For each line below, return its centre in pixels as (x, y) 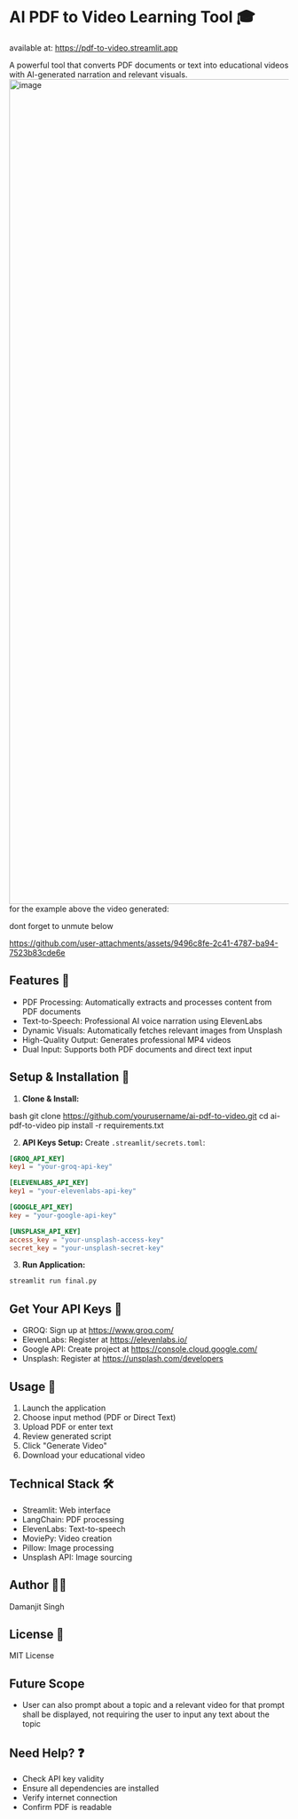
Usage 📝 (32, 1386)
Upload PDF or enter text (67, 1426)
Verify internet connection (70, 1798)
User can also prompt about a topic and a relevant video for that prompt (153, 1705)
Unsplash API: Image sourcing (77, 1557)
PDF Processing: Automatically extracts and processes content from (147, 1002)
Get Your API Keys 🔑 (66, 1309)
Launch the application (64, 1408)
